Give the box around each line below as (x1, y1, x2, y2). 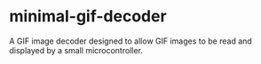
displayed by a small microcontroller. (9, 44, 144, 55)
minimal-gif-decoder (9, 6, 167, 27)
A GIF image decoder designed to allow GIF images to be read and (9, 36, 253, 46)
